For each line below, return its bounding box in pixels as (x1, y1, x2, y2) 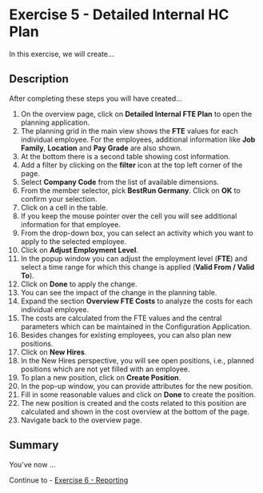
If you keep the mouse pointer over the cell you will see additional (20, 210, 237, 221)
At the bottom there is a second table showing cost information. (20, 151, 231, 161)
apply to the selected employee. (20, 236, 127, 246)
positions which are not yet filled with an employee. (20, 364, 190, 374)
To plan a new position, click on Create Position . (20, 372, 181, 382)
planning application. (20, 118, 90, 127)
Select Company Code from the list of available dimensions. (20, 177, 219, 186)
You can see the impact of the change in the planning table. (20, 287, 217, 297)
